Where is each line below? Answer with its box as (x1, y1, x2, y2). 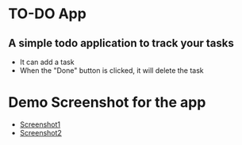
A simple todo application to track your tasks (8, 36, 234, 50)
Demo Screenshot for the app (8, 93, 206, 112)
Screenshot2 (19, 128, 62, 137)
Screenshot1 (19, 120, 61, 129)
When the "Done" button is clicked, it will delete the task (19, 66, 204, 75)
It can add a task (19, 57, 75, 67)
